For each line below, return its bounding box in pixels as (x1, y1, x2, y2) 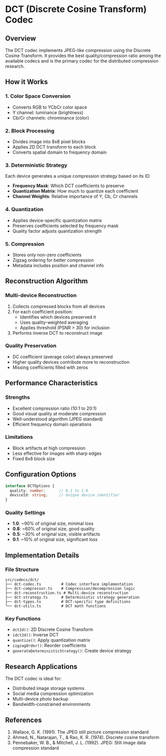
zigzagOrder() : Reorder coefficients (12, 642, 86, 648)
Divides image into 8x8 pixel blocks (12, 139, 86, 145)
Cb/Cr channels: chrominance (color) (12, 115, 89, 121)
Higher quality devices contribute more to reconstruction (12, 359, 130, 365)
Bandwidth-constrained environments (12, 701, 91, 707)
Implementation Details (5, 551, 79, 559)
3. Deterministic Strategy (5, 162, 67, 169)
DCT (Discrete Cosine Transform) (5, 4, 147, 15)
